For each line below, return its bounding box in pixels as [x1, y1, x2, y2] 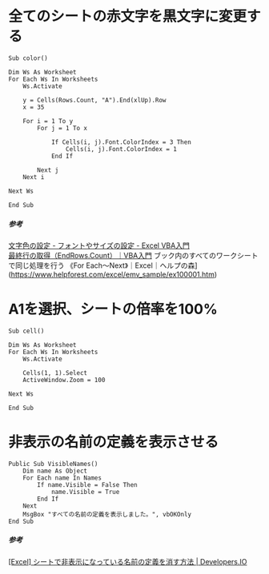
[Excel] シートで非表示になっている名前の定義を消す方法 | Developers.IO [8, 556, 247, 566]
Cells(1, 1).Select [22, 369, 88, 377]
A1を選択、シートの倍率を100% [8, 301, 218, 318]
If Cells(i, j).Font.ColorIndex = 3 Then [50, 138, 192, 146]
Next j [37, 165, 59, 174]
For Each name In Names [22, 473, 102, 482]
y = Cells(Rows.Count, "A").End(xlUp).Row [22, 96, 167, 104]
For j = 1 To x [37, 124, 88, 132]
